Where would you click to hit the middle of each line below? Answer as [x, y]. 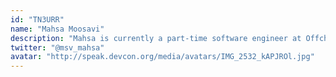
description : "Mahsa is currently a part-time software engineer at [156, 38]
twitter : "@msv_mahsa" [57, 47]
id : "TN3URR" [37, 19]
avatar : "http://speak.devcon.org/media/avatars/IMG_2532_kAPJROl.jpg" [162, 57]
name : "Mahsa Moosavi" [57, 29]
